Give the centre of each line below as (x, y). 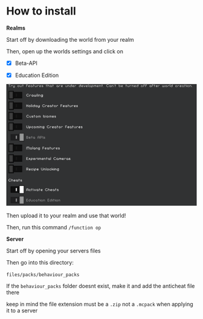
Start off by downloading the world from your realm (70, 39)
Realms (16, 28)
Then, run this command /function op (54, 228)
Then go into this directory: (40, 263)
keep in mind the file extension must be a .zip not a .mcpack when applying (100, 304)
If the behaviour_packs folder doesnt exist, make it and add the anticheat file (101, 286)
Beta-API (26, 63)
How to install (41, 11)
